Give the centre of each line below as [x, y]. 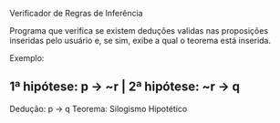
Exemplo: [27, 58]
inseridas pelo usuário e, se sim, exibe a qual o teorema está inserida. [140, 41]
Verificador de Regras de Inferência [76, 13]
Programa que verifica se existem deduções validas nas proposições [139, 31]
